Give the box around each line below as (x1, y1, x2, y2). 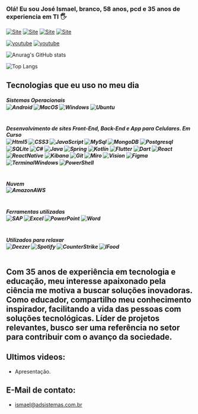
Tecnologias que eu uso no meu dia (6, 80, 139, 90)
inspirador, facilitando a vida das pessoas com (6, 304, 182, 314)
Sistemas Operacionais (6, 97, 65, 104)
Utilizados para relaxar (6, 236, 64, 243)
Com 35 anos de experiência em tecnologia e (6, 266, 176, 277)
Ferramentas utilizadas (6, 208, 65, 215)
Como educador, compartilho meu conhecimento (6, 294, 191, 305)
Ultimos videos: (6, 352, 66, 362)
